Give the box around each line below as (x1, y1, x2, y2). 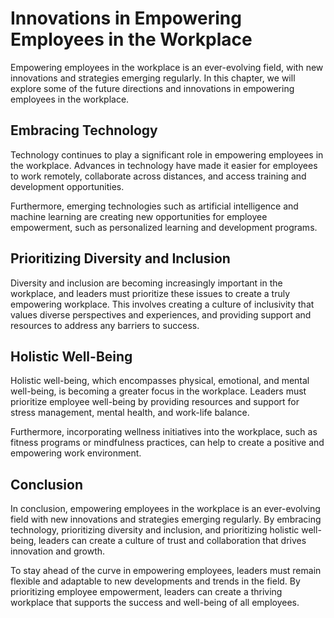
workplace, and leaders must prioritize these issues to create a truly (10, 287, 291, 299)
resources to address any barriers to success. (10, 319, 200, 331)
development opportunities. (10, 180, 125, 192)
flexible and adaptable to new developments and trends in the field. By (10, 575, 301, 587)
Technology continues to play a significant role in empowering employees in (10, 148, 324, 161)
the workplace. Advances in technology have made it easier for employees (10, 159, 318, 171)
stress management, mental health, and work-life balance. (10, 407, 250, 419)
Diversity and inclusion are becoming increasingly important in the (10, 277, 283, 289)
